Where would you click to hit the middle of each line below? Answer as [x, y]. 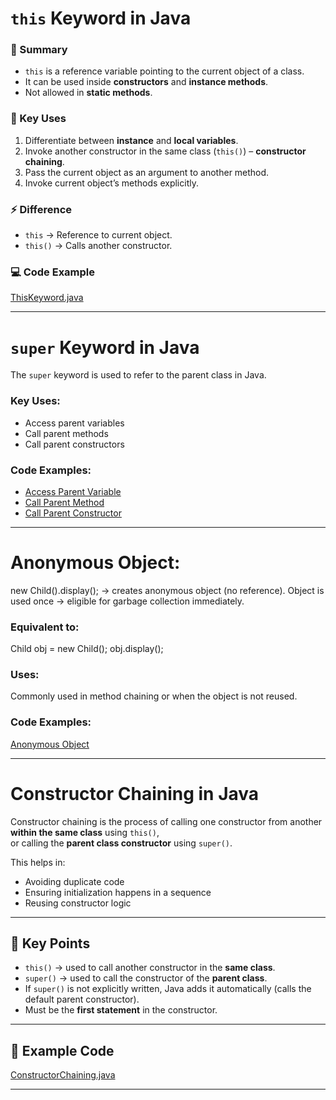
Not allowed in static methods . [88, 93]
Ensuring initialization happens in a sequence [118, 892]
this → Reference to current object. [98, 235]
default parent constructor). [82, 999]
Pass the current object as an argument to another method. [147, 172]
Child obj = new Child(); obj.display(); [87, 649]
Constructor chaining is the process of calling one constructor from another [166, 821]
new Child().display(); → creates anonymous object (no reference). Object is [167, 590]
